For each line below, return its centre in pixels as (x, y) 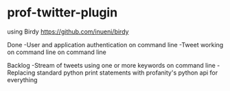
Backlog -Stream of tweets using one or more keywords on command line (112, 65)
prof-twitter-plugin (62, 13)
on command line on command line (57, 52)
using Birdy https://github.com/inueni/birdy (68, 31)
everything (22, 79)
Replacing (21, 73)
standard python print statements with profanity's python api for (127, 73)
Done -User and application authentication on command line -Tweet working (115, 44)
